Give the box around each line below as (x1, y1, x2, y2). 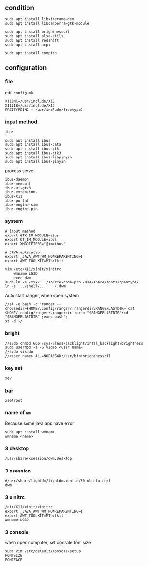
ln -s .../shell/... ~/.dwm (5, 284, 66, 289)
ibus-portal (5, 198, 29, 203)
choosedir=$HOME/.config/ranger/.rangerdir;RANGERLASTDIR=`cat (5, 306, 135, 311)
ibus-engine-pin (5, 206, 38, 211)
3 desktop (5, 445, 29, 452)
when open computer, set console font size (5, 540, 91, 546)
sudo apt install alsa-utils (5, 33, 64, 38)
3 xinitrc (5, 494, 25, 501)
